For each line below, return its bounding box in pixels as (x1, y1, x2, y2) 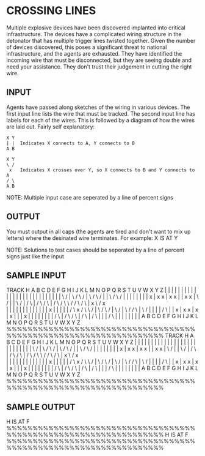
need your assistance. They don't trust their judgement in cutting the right (6, 62, 192, 70)
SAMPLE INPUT (6, 270, 67, 280)
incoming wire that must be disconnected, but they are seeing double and (6, 56, 192, 64)
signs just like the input (6, 252, 64, 260)
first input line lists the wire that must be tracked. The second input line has (6, 110, 195, 117)
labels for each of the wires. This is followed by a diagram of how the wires (6, 116, 195, 124)
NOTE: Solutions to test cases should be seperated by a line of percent (6, 246, 185, 253)
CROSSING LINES (6, 4, 96, 18)
